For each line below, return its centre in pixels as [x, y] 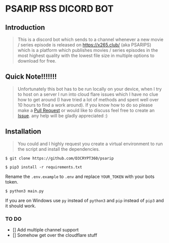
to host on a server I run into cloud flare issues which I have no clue [88, 94]
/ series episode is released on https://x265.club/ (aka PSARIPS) [84, 45]
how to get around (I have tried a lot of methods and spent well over [88, 99]
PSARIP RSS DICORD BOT [60, 9]
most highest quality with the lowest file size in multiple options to [86, 55]
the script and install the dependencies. [59, 149]
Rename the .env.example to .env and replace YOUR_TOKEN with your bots [80, 176]
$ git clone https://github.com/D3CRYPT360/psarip [60, 158]
